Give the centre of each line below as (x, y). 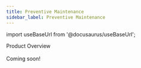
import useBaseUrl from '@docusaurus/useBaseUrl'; (71, 34)
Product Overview (28, 46)
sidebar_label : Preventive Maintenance (56, 17)
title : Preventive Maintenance (45, 12)
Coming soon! (23, 58)
